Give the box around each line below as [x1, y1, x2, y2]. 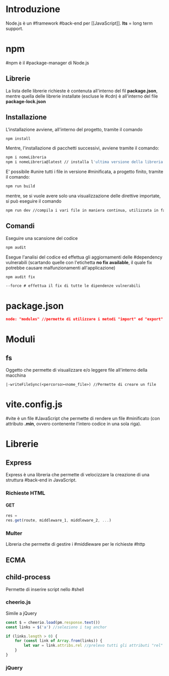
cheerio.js [6, 599, 31, 606]
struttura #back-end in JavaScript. [6, 477, 77, 483]
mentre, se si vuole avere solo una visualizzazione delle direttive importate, [6, 193, 161, 199]
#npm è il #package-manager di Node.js [6, 59, 89, 66]
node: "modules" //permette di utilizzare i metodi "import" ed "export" [6, 317, 163, 322]
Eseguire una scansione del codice [6, 235, 78, 241]
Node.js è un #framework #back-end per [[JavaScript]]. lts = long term [6, 20, 153, 26]
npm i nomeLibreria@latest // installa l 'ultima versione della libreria [6, 159, 163, 164]
